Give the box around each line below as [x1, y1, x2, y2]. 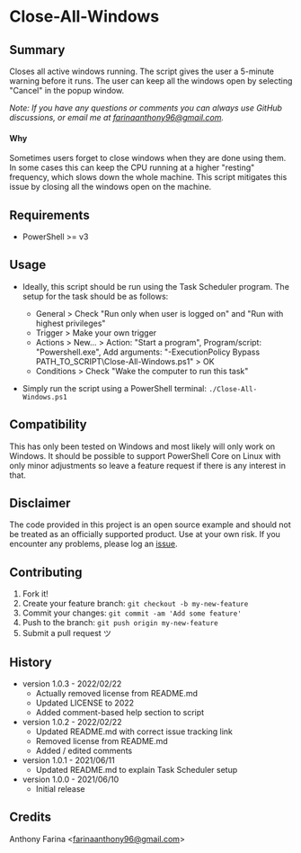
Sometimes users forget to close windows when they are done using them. [9, 153, 287, 164]
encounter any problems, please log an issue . [9, 538, 178, 550]
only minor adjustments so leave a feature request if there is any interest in [9, 460, 286, 471]
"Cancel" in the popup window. [9, 85, 125, 95]
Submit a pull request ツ [22, 628, 112, 639]
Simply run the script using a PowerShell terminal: [22, 382, 208, 393]
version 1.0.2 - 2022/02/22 [22, 717, 122, 728]
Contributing [9, 564, 83, 579]
